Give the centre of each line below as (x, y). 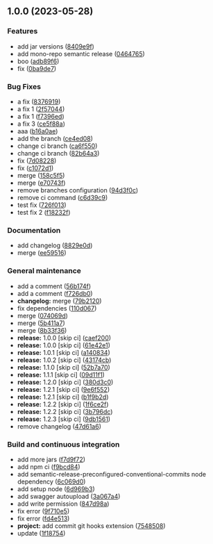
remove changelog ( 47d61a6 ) (59, 426)
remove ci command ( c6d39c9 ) (62, 197)
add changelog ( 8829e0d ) (55, 245)
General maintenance (44, 271)
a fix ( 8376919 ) (39, 101)
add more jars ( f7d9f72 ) (51, 459)
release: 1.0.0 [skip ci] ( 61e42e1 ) (64, 345)
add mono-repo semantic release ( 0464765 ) (81, 53)
